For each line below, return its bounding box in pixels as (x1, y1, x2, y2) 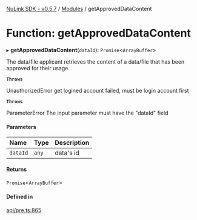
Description (55, 139, 90, 147)
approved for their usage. (6, 64, 70, 72)
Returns (6, 165, 27, 173)
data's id (55, 148, 80, 157)
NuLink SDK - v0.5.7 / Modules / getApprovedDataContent (6, 5, 152, 12)
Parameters (6, 123, 36, 130)
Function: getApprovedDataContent (6, 27, 191, 40)
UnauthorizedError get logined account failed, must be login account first (6, 87, 189, 94)
